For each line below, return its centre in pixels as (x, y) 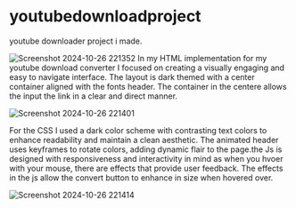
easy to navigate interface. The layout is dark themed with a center (132, 76)
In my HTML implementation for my (202, 58)
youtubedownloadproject (106, 16)
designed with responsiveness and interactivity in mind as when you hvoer (146, 158)
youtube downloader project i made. (76, 41)
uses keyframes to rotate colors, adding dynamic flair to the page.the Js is (146, 149)
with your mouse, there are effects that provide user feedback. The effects (146, 168)
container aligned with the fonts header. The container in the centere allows (148, 86)
